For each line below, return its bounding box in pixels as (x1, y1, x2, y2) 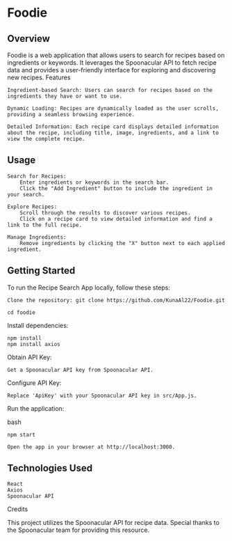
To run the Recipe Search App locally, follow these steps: (7, 283, 170, 292)
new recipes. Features (7, 73, 71, 81)
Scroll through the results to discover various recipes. (19, 209, 191, 217)
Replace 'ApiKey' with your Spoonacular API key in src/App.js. (7, 392, 197, 399)
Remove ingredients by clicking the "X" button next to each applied (19, 240, 226, 246)
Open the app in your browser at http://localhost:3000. (7, 444, 176, 450)
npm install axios (7, 340, 60, 347)
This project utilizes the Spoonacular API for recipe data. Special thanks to (7, 519, 220, 527)
